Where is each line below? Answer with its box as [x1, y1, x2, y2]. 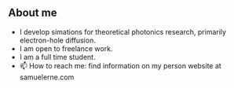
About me [8, 6, 57, 20]
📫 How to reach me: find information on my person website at [19, 60, 221, 70]
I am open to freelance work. [19, 43, 113, 53]
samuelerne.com [19, 72, 75, 82]
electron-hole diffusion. [19, 35, 96, 45]
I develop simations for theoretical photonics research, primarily [19, 27, 226, 36]
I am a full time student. [19, 52, 96, 61]
